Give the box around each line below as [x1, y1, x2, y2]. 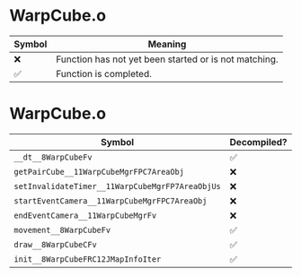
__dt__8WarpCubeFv [13, 151, 93, 162]
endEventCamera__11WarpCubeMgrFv [13, 210, 157, 221]
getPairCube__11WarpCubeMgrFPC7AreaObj [13, 167, 184, 177]
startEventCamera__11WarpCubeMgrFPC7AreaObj [13, 195, 208, 206]
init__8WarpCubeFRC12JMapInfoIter [13, 254, 162, 264]
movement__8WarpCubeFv [13, 225, 111, 235]
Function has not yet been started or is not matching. [55, 53, 279, 65]
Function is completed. [55, 67, 153, 80]
